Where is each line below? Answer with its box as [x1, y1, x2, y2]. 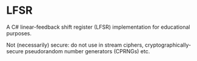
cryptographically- [144, 41, 192, 48]
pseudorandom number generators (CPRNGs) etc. [24, 47, 150, 54]
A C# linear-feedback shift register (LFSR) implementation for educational [6, 23, 190, 30]
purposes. [6, 29, 32, 36]
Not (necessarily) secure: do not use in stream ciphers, [6, 41, 144, 48]
